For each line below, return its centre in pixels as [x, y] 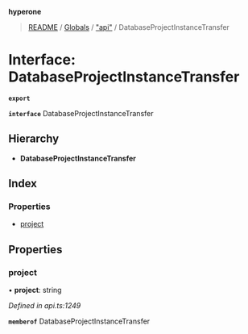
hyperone [25, 12]
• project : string [35, 290]
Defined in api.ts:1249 [45, 306]
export [19, 98]
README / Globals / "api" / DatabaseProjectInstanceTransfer [128, 27]
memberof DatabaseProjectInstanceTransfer [79, 321]
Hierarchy [34, 139]
